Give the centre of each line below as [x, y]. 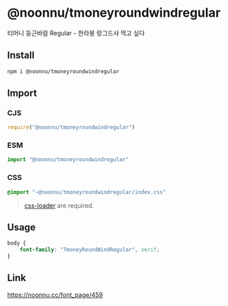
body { [17, 243]
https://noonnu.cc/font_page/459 [55, 295]
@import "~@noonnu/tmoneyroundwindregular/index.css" [87, 192]
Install [21, 55]
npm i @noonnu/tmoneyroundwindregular [63, 71]
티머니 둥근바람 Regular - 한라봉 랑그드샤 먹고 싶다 [76, 33]
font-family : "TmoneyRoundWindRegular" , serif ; [90, 250]
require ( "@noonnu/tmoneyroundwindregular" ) [71, 128]
